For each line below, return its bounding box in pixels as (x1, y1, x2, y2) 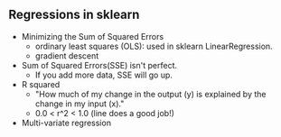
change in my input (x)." (34, 98, 125, 109)
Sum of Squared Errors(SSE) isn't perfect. (21, 59, 178, 70)
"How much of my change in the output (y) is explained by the (34, 88, 267, 99)
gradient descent (34, 50, 99, 61)
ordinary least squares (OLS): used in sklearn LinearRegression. (34, 41, 273, 51)
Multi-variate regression (21, 117, 112, 128)
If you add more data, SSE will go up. (34, 69, 173, 80)
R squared (21, 78, 61, 89)
